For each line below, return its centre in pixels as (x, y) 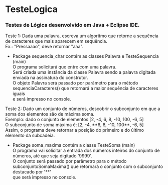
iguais (19, 94)
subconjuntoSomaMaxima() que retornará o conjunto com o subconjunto (88, 166)
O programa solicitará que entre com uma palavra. (64, 67)
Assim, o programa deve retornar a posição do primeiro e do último (75, 130)
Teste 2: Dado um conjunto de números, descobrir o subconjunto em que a (83, 109)
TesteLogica (31, 9)
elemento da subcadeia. (30, 135)
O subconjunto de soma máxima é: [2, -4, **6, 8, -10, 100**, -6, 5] (74, 125)
